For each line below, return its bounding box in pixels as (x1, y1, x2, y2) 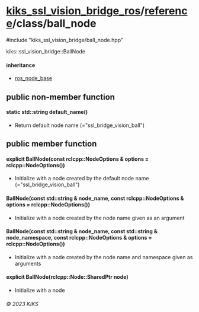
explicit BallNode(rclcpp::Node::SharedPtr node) (6, 273, 129, 281)
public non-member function (6, 92, 115, 102)
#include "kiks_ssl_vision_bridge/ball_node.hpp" (6, 36, 124, 43)
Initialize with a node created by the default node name (14, 175, 149, 182)
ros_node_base (14, 75, 52, 82)
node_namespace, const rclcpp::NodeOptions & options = (6, 234, 152, 241)
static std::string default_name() (6, 109, 88, 116)
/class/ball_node (12, 17, 97, 30)
